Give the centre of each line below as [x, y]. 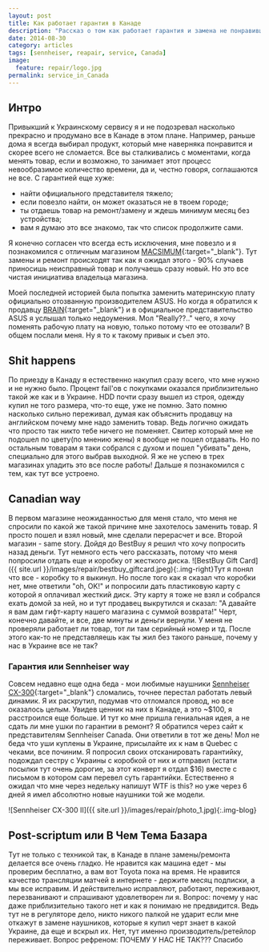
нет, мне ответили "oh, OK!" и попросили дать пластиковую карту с [124, 587]
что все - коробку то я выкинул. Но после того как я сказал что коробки [132, 578]
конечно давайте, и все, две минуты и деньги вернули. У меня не [120, 620]
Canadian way [45, 499]
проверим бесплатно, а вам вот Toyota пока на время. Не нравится [124, 872]
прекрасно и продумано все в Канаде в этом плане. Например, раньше [132, 135]
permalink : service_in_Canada [59, 75]
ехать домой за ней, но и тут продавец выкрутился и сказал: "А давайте [132, 603]
